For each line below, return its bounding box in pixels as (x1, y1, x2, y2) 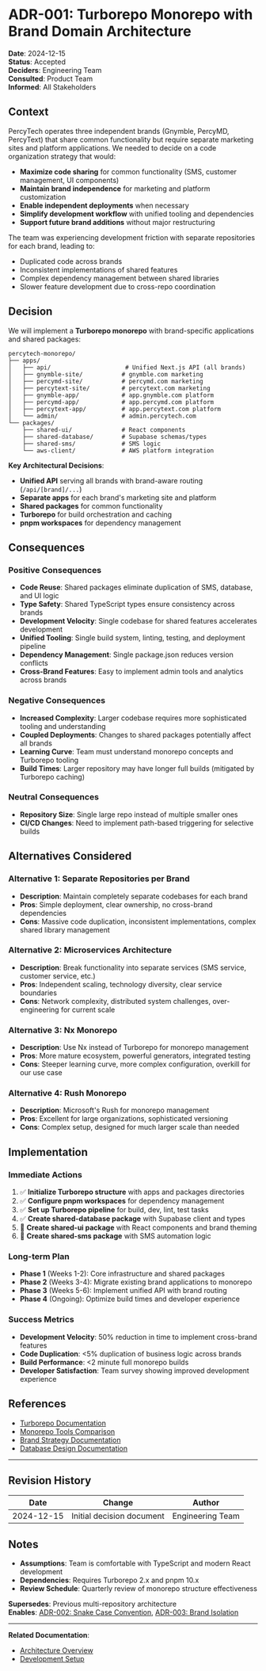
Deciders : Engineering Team (8, 65, 102, 74)
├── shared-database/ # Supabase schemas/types (22, 433, 207, 441)
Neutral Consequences (8, 792, 99, 803)
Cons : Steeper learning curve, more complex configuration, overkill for (19, 1059, 251, 1069)
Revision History (8, 1474, 92, 1487)
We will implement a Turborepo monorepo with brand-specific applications (8, 326, 255, 335)
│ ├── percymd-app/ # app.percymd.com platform (8, 398, 215, 406)
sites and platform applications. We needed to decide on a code (8, 143, 217, 152)
